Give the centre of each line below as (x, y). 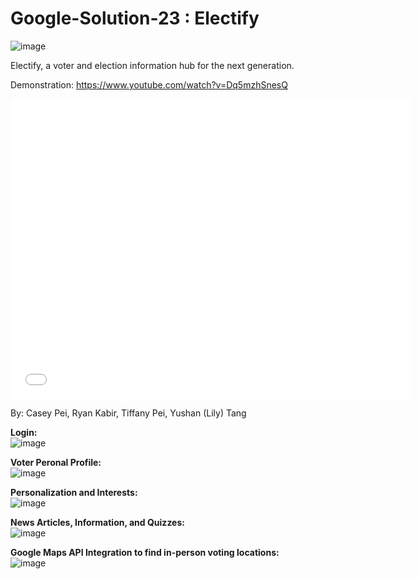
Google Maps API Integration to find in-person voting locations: (145, 552)
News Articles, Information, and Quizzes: (97, 522)
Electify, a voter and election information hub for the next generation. (152, 65)
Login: (24, 432)
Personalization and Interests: (74, 492)
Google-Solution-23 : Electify (135, 18)
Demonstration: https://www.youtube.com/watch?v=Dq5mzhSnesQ (149, 84)
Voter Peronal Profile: (56, 462)
